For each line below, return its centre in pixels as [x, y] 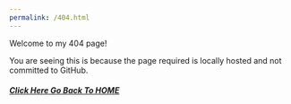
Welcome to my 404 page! [58, 43]
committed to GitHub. [49, 70]
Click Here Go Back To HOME [64, 91]
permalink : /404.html [50, 17]
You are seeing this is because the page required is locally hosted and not [145, 60]
